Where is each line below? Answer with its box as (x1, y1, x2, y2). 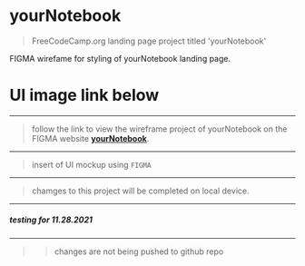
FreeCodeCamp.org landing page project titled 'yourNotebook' (31, 35, 267, 46)
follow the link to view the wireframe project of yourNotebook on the (31, 123, 288, 134)
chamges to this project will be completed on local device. (31, 185, 250, 196)
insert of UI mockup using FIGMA (31, 159, 152, 170)
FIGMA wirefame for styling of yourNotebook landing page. (9, 53, 231, 64)
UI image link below (9, 85, 160, 105)
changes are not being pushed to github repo (54, 246, 224, 257)
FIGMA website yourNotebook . (31, 133, 150, 143)
